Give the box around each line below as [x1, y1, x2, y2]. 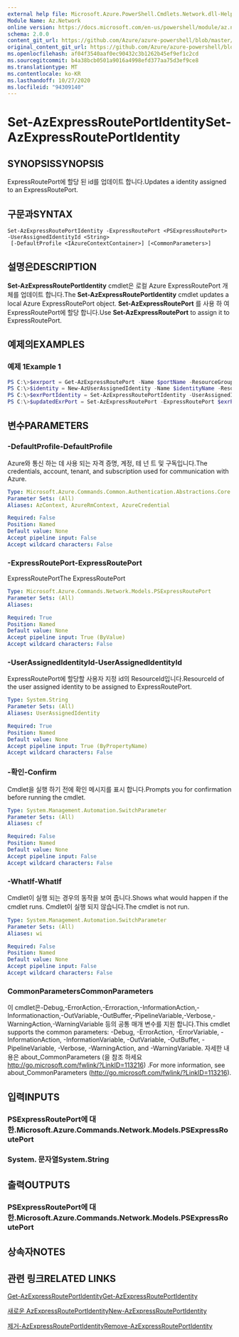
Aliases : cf [7, 820, 43, 827]
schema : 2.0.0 [7, 30, 50, 38]
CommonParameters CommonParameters [7, 986, 154, 996]
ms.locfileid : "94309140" [7, 84, 84, 91]
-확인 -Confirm [7, 767, 57, 777]
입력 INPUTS [7, 1091, 60, 1103]
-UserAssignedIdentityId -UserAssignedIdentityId [7, 657, 183, 667]
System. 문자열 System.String [7, 1154, 110, 1164]
